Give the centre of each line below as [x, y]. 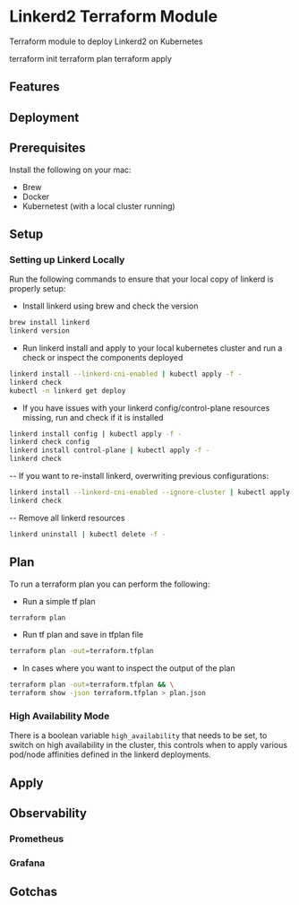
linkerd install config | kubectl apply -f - [95, 434]
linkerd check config [50, 442]
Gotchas [34, 892]
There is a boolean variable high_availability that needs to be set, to [138, 735]
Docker [36, 196]
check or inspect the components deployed [103, 357]
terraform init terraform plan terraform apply [91, 58]
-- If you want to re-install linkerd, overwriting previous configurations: [139, 476]
